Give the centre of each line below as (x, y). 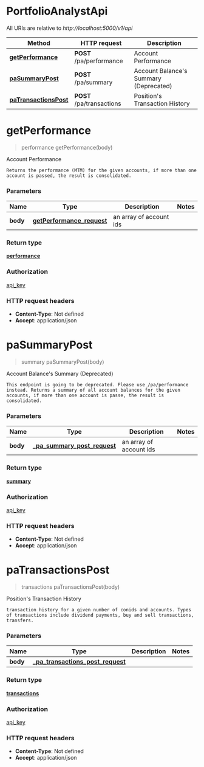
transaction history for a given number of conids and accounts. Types (99, 610)
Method (39, 43)
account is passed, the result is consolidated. (69, 175)
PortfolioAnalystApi (57, 11)
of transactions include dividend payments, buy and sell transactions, (100, 616)
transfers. (20, 621)
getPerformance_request (70, 221)
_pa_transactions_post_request (79, 662)
